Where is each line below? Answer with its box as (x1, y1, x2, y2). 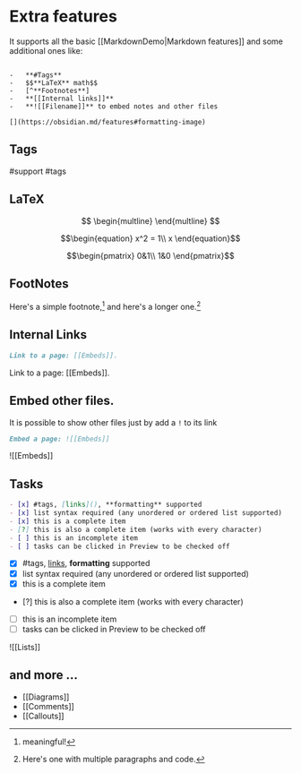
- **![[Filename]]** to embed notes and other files (9, 101, 219, 111)
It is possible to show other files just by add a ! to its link (9, 417, 218, 427)
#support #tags (9, 166, 67, 176)
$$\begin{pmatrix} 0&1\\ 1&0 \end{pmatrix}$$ (66, 250, 235, 261)
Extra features (9, 6, 118, 27)
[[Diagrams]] (21, 691, 70, 702)
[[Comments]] (21, 700, 74, 711)
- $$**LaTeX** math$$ (9, 78, 99, 87)
